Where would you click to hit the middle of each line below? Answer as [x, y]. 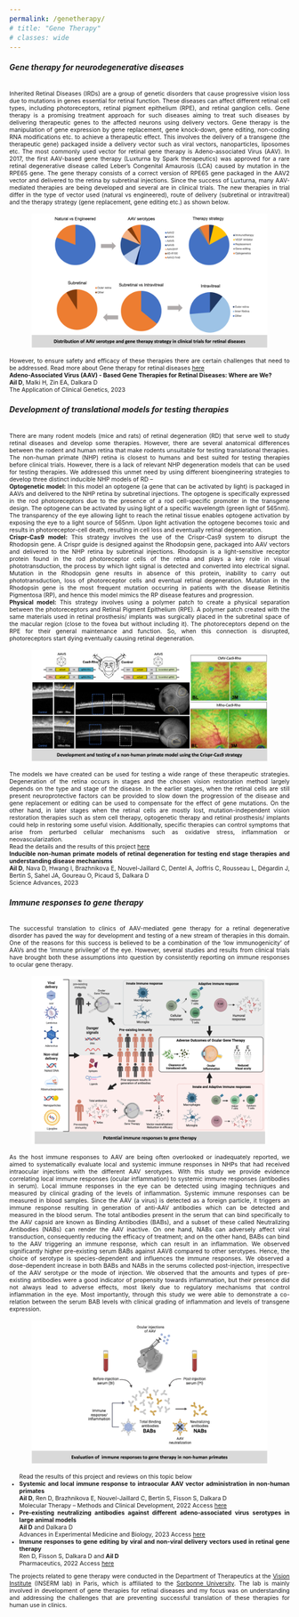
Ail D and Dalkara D [46, 1527]
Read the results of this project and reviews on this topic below [106, 1476]
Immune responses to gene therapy [77, 902]
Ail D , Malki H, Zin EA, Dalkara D [53, 383]
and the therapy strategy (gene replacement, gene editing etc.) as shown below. [119, 202]
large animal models [48, 1520]
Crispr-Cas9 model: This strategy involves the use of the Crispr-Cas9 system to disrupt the [149, 537]
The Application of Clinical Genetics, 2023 [68, 390]
